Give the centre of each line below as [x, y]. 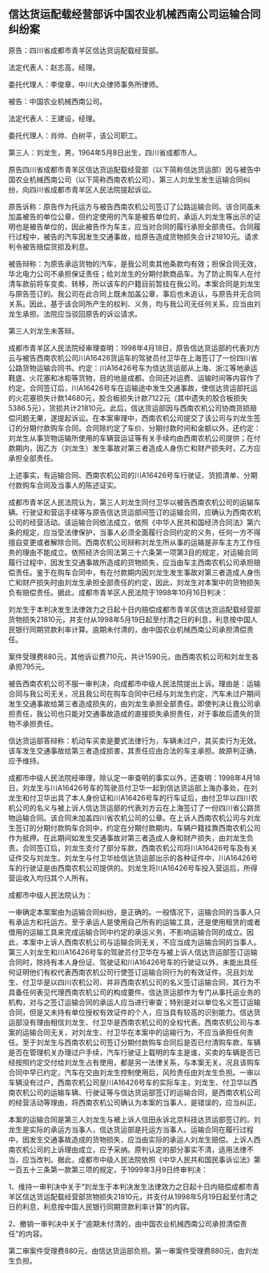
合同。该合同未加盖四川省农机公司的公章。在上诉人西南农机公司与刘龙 [145, 818]
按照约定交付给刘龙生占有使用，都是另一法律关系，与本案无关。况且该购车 [138, 1062]
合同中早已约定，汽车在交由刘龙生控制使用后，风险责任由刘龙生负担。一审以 [134, 1072]
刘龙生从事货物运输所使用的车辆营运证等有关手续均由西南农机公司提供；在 [131, 438]
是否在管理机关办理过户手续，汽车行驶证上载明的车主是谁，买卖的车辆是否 [131, 1052]
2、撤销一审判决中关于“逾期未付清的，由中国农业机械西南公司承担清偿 [124, 1223]
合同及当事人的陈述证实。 [78, 485]
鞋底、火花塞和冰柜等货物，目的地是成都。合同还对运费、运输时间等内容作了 [134, 378]
